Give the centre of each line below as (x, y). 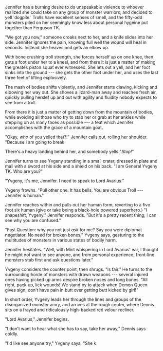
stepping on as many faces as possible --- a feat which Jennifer (69, 122)
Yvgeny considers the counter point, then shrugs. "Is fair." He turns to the (79, 269)
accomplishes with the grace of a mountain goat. (54, 128)
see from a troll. (21, 102)
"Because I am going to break (35, 142)
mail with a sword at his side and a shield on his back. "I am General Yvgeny (81, 166)
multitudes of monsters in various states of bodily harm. (61, 240)
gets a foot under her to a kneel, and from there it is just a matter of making (80, 62)
